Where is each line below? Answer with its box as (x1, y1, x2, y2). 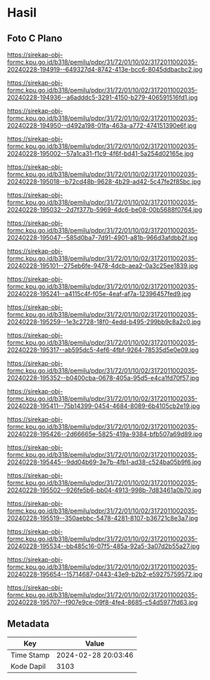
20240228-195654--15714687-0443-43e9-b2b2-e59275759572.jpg (7, 570, 203, 578)
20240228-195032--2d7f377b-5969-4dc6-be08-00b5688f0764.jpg (7, 206, 202, 213)
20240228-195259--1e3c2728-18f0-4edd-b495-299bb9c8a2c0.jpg (7, 318, 201, 326)
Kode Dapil (10, 661, 46, 671)
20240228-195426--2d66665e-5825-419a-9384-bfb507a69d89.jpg (7, 430, 202, 438)
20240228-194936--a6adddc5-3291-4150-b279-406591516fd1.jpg (7, 93, 198, 101)
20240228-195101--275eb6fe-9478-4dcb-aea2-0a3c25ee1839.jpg (7, 262, 198, 270)
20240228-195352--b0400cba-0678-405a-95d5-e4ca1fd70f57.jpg (7, 374, 200, 382)
